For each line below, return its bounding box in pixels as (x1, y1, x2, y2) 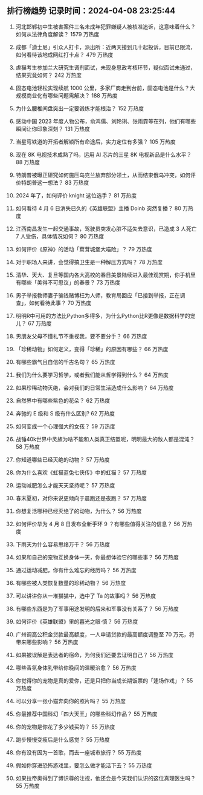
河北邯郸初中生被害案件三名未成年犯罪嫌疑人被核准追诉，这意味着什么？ (15, 23, 196, 30)
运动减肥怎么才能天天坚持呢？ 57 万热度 (15, 481, 115, 489)
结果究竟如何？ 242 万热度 (15, 71, 82, 79)
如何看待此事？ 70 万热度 (28, 299, 92, 306)
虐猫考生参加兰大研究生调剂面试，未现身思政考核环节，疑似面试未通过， (15, 64, 196, 71)
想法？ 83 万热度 (47, 179, 89, 186)
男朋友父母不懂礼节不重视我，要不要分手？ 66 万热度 (15, 332, 147, 340)
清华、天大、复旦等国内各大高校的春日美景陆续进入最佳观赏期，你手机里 (15, 271, 196, 279)
